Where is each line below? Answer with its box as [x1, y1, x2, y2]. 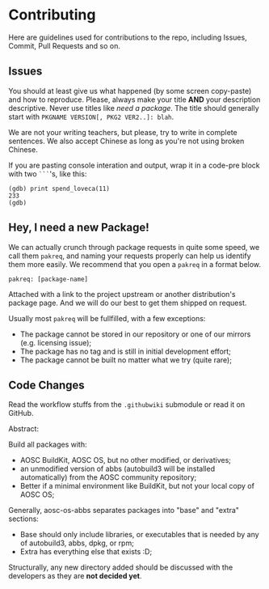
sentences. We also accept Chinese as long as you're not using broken [8, 136, 245, 146]
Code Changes [8, 378, 85, 392]
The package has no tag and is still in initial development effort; [19, 346, 232, 356]
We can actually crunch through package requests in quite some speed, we [8, 242, 260, 252]
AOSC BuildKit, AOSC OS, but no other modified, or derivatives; [19, 456, 232, 465]
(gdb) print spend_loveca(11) [8, 184, 111, 193]
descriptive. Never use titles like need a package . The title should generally [8, 103, 259, 112]
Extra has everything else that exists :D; [19, 547, 153, 557]
